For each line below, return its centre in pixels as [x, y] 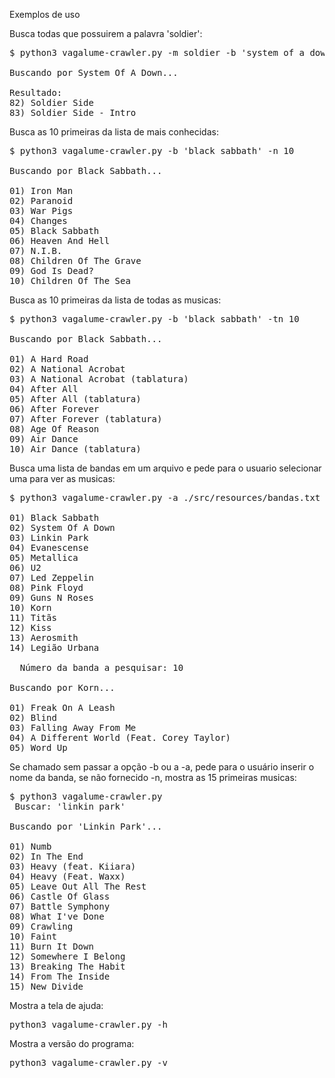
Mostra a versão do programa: [72, 1043]
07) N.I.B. [36, 250]
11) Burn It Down [51, 946]
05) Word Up [38, 747]
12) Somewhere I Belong [67, 956]
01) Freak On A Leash [62, 707]
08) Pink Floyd [46, 587]
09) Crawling [41, 926]
